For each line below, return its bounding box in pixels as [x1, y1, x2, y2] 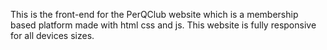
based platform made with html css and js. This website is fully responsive [10, 19, 317, 31]
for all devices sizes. [10, 30, 95, 41]
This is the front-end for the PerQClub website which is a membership [10, 9, 299, 20]
